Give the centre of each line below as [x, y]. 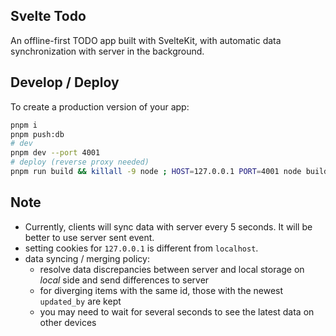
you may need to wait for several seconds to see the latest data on [177, 311]
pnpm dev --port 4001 [55, 153]
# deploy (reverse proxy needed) [80, 162]
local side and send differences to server [124, 280]
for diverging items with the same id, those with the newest [161, 290]
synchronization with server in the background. [107, 51]
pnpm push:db [37, 134]
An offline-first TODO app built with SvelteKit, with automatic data [146, 40]
